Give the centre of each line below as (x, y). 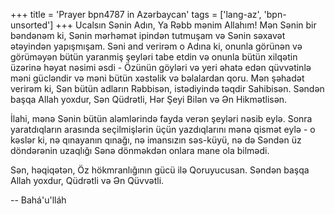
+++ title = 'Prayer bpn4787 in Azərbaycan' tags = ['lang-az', (136, 14)
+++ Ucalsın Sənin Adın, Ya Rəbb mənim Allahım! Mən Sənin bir (186, 25)
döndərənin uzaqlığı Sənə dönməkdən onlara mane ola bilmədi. (140, 150)
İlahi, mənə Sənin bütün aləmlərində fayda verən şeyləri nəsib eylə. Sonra (161, 118)
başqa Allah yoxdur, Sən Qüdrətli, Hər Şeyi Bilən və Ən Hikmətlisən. (149, 99)
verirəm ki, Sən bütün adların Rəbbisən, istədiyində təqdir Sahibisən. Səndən (167, 88)
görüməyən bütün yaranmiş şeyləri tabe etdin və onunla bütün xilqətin (154, 57)
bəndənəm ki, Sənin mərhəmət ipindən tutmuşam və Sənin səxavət (148, 35)
